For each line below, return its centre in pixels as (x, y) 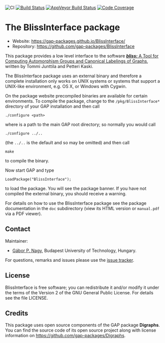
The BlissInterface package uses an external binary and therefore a (73, 76)
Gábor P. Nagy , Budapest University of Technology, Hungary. (74, 250)
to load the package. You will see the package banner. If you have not (76, 188)
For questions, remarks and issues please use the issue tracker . (70, 260)
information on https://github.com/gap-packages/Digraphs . (65, 336)
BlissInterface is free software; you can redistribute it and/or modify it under (82, 287)
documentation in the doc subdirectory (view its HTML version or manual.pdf (82, 208)
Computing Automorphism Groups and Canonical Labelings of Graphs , (77, 61)
